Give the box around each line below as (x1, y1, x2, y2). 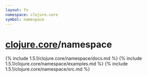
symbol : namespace (5, 17, 44, 22)
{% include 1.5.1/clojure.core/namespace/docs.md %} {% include (5, 55, 142, 61)
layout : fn (5, 7, 29, 13)
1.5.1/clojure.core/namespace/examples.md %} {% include (5, 61, 128, 67)
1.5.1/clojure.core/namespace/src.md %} (5, 66, 90, 72)
